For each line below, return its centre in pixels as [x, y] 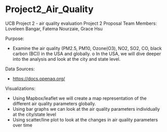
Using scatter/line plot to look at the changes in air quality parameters [85, 119]
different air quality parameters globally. [54, 103]
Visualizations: [20, 88]
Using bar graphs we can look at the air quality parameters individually [86, 109]
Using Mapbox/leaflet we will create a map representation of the [79, 98]
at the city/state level [34, 114]
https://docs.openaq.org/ [39, 78]
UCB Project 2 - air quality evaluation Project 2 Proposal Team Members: [81, 23]
